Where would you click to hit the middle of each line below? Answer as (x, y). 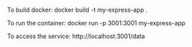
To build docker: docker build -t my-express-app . (78, 10)
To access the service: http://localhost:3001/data (76, 36)
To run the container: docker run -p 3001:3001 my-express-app (96, 23)
